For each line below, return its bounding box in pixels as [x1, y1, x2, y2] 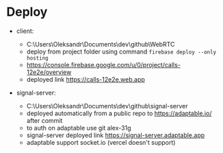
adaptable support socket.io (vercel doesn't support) [26, 138, 176, 146]
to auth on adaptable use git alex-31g [26, 123, 131, 132]
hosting [26, 54, 49, 62]
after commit [26, 116, 63, 124]
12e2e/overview [26, 68, 72, 76]
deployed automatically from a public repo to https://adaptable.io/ [26, 109, 212, 117]
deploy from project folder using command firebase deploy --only [26, 47, 217, 56]
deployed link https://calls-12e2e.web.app [26, 75, 145, 83]
